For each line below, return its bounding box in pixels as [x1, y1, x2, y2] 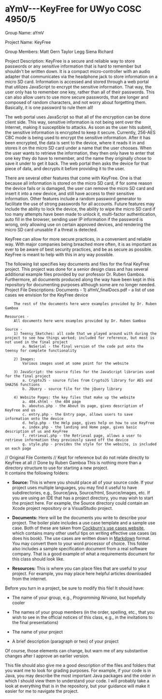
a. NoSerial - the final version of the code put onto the [22, 344, 144, 349]
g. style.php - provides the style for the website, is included [22, 441, 157, 447]
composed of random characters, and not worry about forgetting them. [5, 99, 147, 105]
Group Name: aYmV [5, 30, 44, 35]
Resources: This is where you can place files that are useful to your [12, 565, 147, 571]
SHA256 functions [5, 382, 40, 387]
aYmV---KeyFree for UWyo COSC [5, 3, 142, 15]
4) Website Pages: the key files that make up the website [14, 395, 135, 400]
